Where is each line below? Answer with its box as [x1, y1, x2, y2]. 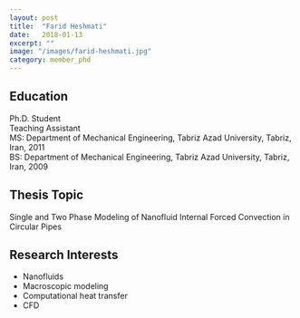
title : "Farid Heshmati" [9, 22, 107, 31]
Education [9, 89, 69, 104]
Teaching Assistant [9, 122, 82, 133]
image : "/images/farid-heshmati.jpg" [9, 47, 152, 56]
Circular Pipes [9, 221, 62, 232]
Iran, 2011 [9, 141, 45, 152]
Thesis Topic [9, 188, 84, 203]
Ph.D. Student [9, 112, 62, 123]
